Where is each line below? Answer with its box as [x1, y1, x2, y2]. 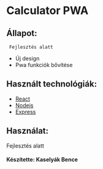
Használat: [6, 126, 49, 136]
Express [15, 108, 36, 115]
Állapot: [6, 28, 38, 38]
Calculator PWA [6, 4, 89, 18]
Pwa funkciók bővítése [15, 62, 73, 68]
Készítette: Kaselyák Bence [6, 156, 78, 164]
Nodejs [15, 101, 34, 109]
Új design [15, 55, 40, 62]
